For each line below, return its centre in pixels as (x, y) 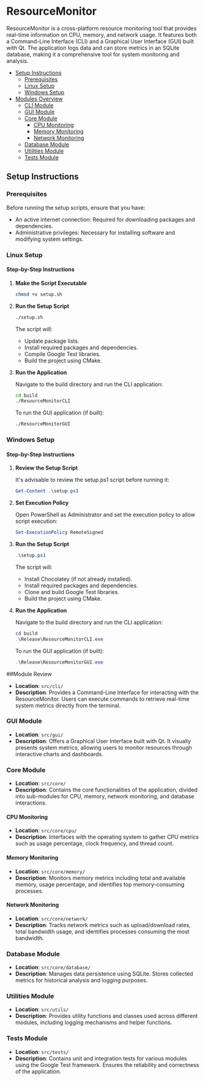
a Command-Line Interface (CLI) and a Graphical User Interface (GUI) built (100, 41)
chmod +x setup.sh (39, 294)
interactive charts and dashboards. (59, 754)
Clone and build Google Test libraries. (72, 592)
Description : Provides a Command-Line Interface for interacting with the (107, 692)
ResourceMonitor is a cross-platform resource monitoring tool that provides (102, 28)
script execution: (36, 521)
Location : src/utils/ (42, 1009)
